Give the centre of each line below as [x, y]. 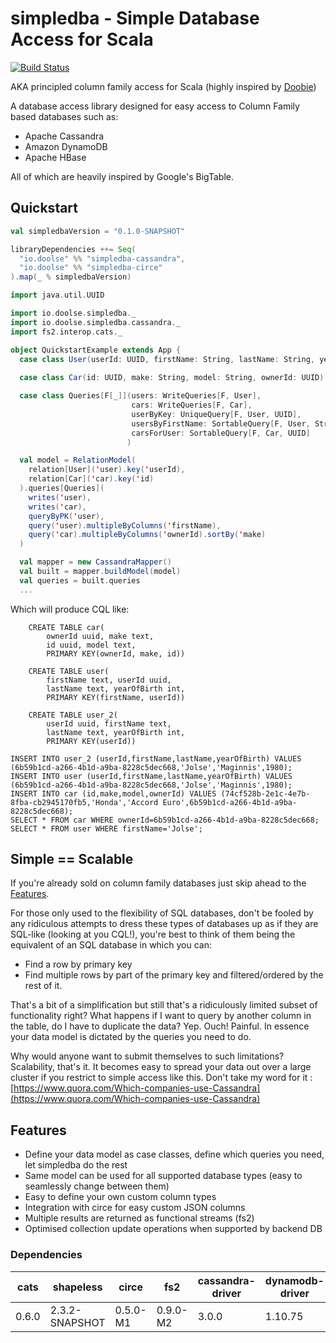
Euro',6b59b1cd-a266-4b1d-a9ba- [230, 802]
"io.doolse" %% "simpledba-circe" [91, 268]
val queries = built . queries [80, 580]
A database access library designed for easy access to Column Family [155, 106]
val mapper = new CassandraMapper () [95, 562]
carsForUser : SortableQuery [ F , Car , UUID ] [221, 433]
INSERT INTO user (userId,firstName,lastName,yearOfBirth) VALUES [151, 776]
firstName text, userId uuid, [109, 680]
